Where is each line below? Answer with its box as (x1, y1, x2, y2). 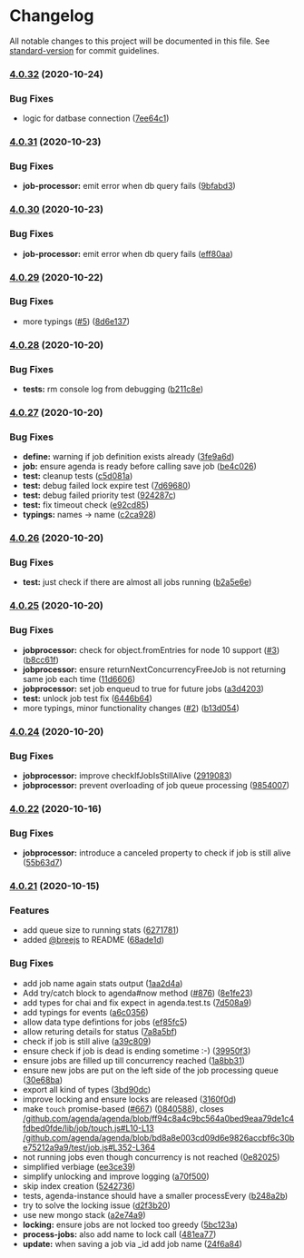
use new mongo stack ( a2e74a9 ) (22, 1209, 146, 1220)
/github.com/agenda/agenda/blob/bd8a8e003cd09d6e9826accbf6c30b (22, 1132, 295, 1143)
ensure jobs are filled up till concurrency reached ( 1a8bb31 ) (22, 1055, 245, 1065)
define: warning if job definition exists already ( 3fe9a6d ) (22, 451, 235, 462)
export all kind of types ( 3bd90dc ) (22, 1084, 152, 1095)
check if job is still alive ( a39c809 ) (22, 1035, 152, 1046)
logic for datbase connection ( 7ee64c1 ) (22, 113, 170, 124)
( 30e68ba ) (22, 1074, 64, 1085)
